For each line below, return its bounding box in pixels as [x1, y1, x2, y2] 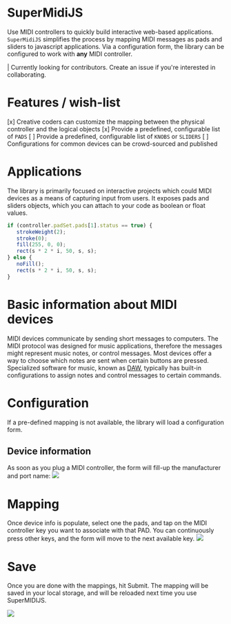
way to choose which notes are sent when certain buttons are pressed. [7, 356, 209, 364]
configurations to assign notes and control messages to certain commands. [7, 371, 222, 379]
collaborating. [7, 70, 46, 79]
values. [7, 209, 28, 217]
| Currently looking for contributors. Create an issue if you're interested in [7, 63, 216, 71]
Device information [7, 445, 92, 457]
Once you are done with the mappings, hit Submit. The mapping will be [7, 582, 209, 590]
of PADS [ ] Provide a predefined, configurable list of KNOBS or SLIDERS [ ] [7, 132, 209, 140]
